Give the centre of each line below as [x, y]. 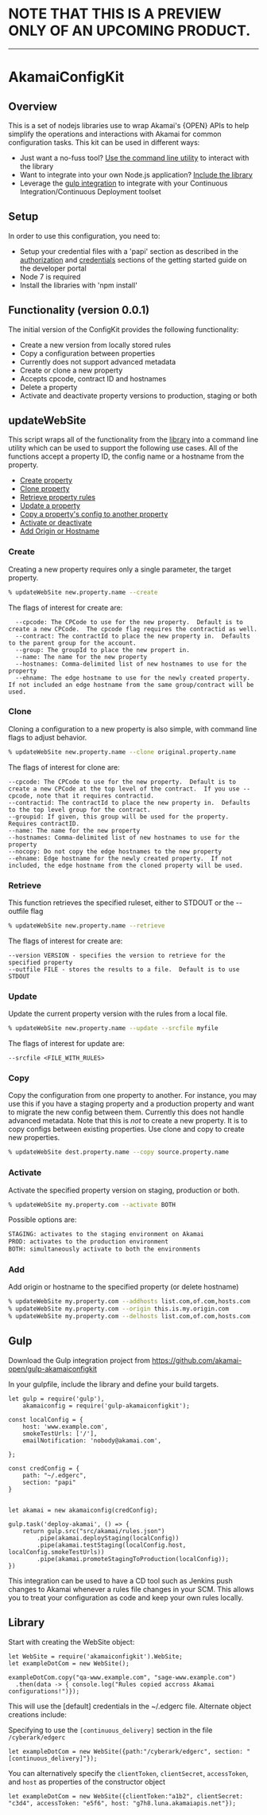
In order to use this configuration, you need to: [84, 236]
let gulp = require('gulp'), [56, 1399]
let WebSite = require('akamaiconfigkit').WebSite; [95, 1657]
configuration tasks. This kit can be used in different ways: [104, 142]
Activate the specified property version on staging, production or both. [124, 1190]
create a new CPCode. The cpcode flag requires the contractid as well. [133, 629]
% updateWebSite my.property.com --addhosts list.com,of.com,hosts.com [129, 1302]
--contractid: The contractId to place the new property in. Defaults [129, 802]
